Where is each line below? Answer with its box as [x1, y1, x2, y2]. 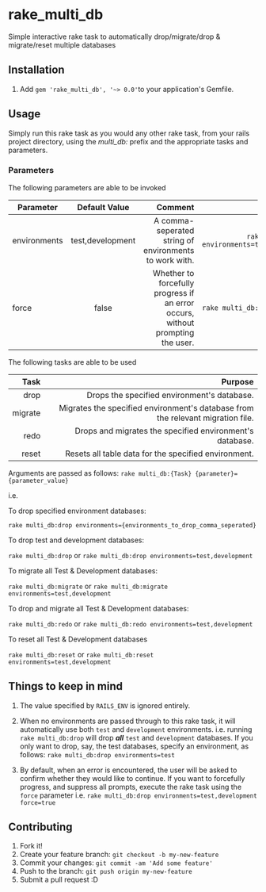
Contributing [8, 821, 73, 834]
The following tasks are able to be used [8, 357, 137, 366]
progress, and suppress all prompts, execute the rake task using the [19, 782, 242, 791]
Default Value [77, 201, 130, 212]
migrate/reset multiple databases [8, 40, 116, 49]
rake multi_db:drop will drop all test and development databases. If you [19, 733, 253, 742]
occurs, [165, 307, 195, 318]
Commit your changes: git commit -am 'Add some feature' [19, 858, 214, 867]
